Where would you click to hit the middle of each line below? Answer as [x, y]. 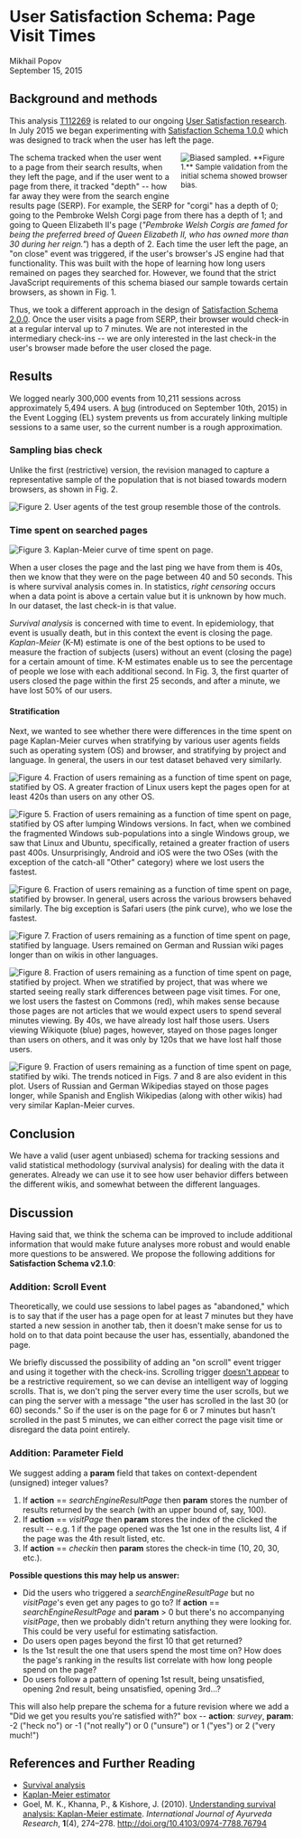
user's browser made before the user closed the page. [110, 348]
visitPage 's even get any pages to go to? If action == [121, 1602]
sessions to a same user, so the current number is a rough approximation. [146, 427]
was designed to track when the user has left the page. [112, 140]
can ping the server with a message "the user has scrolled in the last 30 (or [149, 1401]
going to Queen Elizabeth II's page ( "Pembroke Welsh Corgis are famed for [149, 224]
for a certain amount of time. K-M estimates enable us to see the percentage [151, 662]
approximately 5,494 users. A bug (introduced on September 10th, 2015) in [148, 408]
